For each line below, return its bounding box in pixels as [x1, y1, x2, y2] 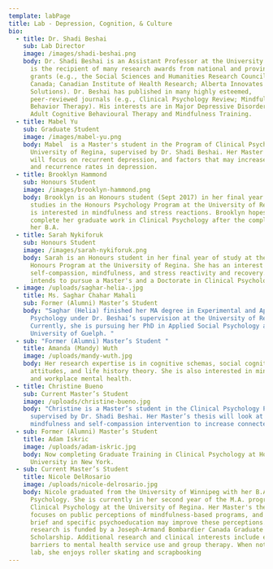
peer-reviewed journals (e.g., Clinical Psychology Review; [29, 95, 238, 103]
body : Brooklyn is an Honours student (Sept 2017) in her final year [23, 193, 264, 202]
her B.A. [29, 224, 60, 232]
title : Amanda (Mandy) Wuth [23, 345, 118, 353]
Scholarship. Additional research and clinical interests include [29, 533, 260, 541]
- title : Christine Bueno [15, 382, 104, 390]
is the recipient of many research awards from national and [29, 65, 242, 73]
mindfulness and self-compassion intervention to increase [29, 420, 234, 428]
